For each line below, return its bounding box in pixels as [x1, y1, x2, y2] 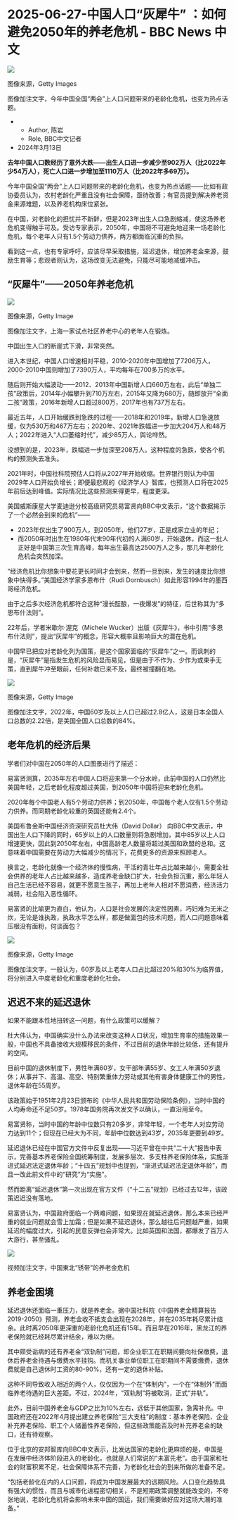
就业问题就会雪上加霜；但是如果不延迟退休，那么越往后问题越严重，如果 [19, 1218, 229, 1226]
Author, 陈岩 [27, 125, 64, 134]
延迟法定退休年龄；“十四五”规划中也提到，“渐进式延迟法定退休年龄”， [19, 1161, 221, 1170]
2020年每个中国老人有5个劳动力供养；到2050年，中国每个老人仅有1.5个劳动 [7, 798, 228, 806]
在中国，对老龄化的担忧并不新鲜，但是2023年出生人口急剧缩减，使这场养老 [7, 214, 226, 222]
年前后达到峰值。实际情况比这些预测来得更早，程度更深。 [7, 486, 173, 495]
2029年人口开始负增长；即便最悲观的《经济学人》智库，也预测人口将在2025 [7, 478, 228, 486]
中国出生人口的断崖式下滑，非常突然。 [7, 341, 118, 350]
